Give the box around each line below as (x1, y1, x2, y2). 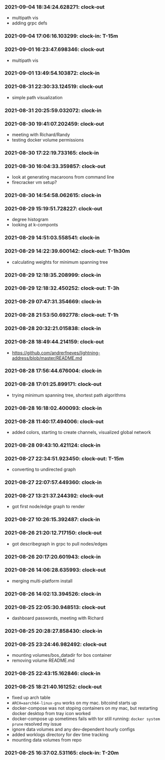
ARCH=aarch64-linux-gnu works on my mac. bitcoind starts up (11, 700, 137, 706)
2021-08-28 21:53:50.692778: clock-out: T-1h (4, 312, 119, 319)
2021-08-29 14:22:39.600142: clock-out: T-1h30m (4, 248, 130, 255)
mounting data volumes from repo (11, 737, 82, 743)
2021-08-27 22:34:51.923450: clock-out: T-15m (4, 455, 124, 462)
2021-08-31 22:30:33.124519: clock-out (4, 83, 103, 90)
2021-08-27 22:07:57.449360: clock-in (4, 479, 102, 486)
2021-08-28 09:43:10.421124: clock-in (4, 441, 100, 448)
